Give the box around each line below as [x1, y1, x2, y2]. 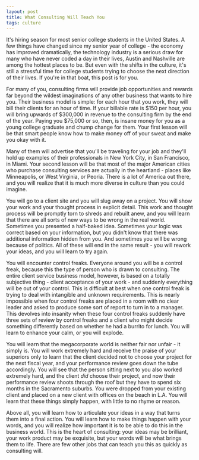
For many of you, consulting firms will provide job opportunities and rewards [6, 86, 193, 93]
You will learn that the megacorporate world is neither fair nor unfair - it [6, 341, 181, 348]
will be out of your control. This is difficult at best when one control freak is [6, 285, 190, 292]
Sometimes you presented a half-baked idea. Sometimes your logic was [6, 223, 182, 230]
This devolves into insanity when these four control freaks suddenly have [6, 310, 185, 318]
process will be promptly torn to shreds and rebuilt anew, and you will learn [6, 210, 190, 217]
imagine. [6, 186, 27, 193]
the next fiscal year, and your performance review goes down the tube [6, 360, 179, 367]
